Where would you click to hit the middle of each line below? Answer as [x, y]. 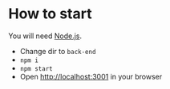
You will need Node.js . [45, 36]
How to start [50, 14]
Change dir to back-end [58, 51]
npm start [36, 68]
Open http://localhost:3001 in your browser [91, 76]
